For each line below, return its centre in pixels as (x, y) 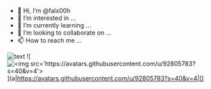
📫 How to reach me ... (49, 40)
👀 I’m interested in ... (47, 18)
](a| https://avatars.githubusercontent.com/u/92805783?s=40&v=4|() (105, 78)
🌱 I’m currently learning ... (54, 25)
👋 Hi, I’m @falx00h (44, 11)
